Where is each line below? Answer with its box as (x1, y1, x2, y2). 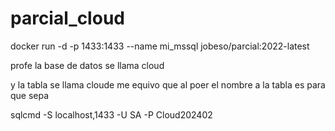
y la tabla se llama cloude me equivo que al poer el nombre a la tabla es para (10, 78, 326, 91)
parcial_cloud (10, 7, 125, 30)
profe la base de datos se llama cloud (10, 59, 165, 71)
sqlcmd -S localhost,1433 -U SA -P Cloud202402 (10, 108, 213, 121)
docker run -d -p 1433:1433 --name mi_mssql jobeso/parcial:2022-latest (10, 40, 310, 52)
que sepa (10, 89, 50, 101)
